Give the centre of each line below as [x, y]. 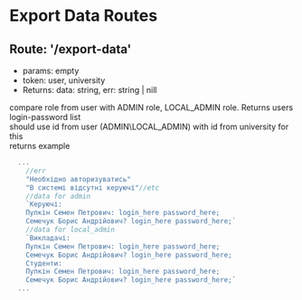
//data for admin [58, 196]
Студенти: [44, 263]
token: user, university [64, 80]
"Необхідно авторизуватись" [78, 179]
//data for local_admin [71, 230]
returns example [40, 146]
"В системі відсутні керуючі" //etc [93, 187]
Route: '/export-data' [71, 49]
